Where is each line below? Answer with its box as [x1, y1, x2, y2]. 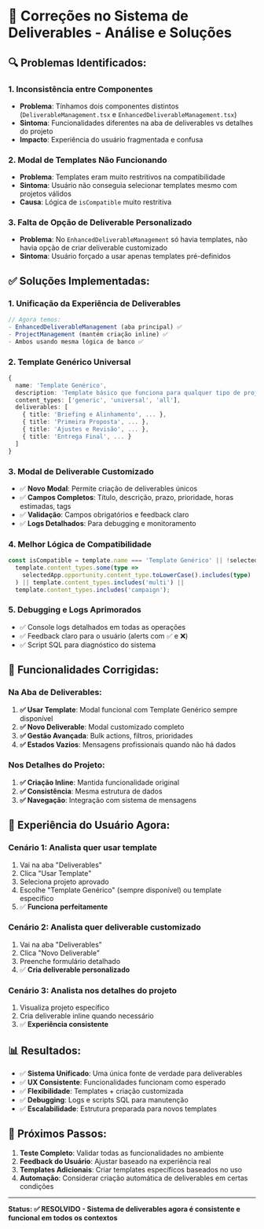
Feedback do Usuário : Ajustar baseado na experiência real [19, 1156, 211, 1166]
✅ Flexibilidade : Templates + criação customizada [19, 1086, 184, 1095]
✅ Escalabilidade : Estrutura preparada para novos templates [19, 1104, 218, 1113]
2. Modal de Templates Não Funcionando [8, 154, 167, 165]
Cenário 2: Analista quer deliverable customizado [8, 922, 202, 933]
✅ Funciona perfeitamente [19, 902, 108, 911]
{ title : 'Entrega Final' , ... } [22, 432, 132, 440]
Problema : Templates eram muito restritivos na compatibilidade [19, 172, 225, 182]
